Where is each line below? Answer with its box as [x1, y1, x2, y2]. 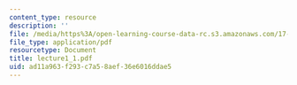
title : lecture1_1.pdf [9, 54, 93, 63]
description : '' [9, 21, 69, 30]
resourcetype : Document [9, 46, 97, 55]
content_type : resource [9, 12, 97, 22]
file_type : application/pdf [9, 37, 113, 47]
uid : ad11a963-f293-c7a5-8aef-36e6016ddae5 [9, 63, 172, 72]
